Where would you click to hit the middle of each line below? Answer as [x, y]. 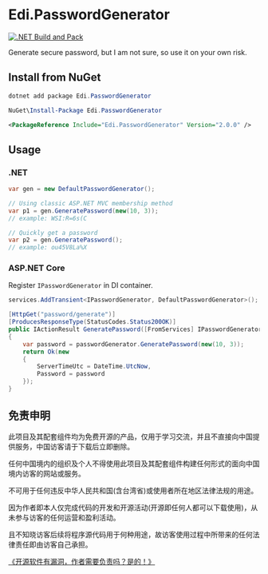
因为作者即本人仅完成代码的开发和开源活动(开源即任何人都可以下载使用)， [130, 507]
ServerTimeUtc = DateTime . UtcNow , [94, 367]
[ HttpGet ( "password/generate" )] [62, 315]
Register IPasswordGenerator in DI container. [81, 285]
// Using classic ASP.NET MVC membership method [91, 203]
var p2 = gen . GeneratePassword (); [66, 240]
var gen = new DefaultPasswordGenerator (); [82, 189]
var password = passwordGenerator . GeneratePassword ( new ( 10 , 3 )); [134, 344]
